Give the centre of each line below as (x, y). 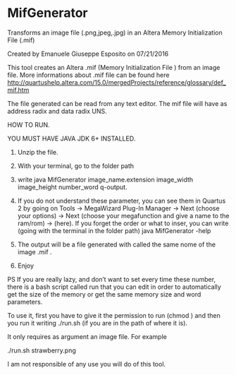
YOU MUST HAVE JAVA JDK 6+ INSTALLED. (72, 138)
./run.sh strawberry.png (42, 350)
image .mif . (35, 251)
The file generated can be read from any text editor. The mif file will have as (117, 103)
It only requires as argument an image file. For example (87, 336)
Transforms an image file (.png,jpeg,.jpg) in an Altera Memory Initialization (115, 32)
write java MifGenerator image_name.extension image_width (105, 179)
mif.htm (18, 90)
